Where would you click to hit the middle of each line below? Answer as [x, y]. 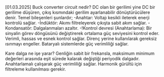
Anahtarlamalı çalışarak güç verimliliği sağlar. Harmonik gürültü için [74, 64]
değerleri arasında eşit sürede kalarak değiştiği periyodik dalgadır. [72, 58]
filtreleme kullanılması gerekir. [35, 69]
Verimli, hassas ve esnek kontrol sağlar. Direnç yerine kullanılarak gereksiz [81, 38]
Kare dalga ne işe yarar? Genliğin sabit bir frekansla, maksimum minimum [80, 53]
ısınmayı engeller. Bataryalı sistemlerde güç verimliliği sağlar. [67, 44]
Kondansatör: [19, 28]
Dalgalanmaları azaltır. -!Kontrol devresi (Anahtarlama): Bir [93, 28]
